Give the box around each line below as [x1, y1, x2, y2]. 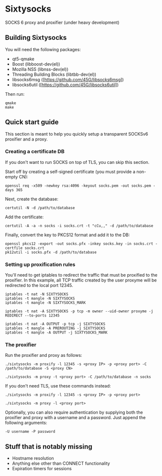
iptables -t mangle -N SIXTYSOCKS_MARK [5, 300, 86, 305]
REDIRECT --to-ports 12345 [5, 313, 60, 318]
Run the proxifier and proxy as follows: [5, 353, 83, 358]
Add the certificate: [5, 214, 44, 220]
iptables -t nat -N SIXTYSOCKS [5, 292, 69, 297]
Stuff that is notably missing [5, 442, 92, 451]
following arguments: [5, 420, 48, 426]
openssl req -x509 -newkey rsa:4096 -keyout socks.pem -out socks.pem [5, 183, 151, 188]
